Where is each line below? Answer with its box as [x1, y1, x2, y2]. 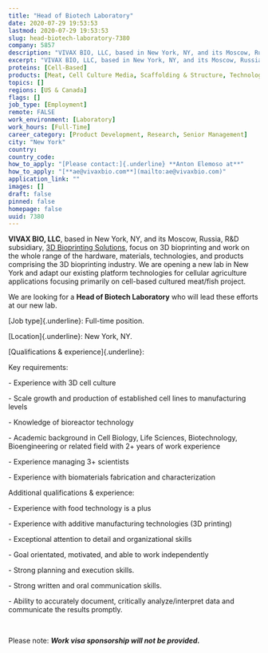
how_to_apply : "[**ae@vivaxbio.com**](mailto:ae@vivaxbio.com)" [8, 168, 227, 176]
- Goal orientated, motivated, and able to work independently [8, 550, 209, 559]
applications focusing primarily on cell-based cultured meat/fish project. [8, 277, 246, 286]
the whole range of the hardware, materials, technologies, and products [8, 251, 244, 261]
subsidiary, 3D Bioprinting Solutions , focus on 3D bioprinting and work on [8, 243, 250, 253]
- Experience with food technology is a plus [8, 504, 152, 513]
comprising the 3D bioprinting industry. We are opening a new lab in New [8, 260, 249, 269]
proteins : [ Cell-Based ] [8, 64, 88, 72]
